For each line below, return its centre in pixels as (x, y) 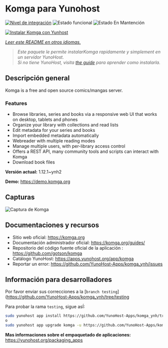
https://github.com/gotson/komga (47, 253)
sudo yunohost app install (33, 316)
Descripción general (37, 78)
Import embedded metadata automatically (55, 135)
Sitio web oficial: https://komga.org (48, 237)
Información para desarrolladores (59, 280)
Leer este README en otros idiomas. (43, 42)
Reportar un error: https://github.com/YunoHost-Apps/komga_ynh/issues (87, 264)
